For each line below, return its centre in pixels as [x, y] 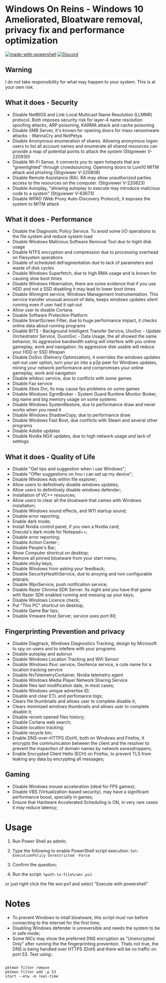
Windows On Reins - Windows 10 [74, 9]
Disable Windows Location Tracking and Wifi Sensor [66, 659]
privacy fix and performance [65, 30]
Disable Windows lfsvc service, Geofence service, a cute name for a [82, 664]
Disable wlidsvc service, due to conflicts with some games [72, 378]
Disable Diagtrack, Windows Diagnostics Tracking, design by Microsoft [84, 643]
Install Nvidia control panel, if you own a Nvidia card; [66, 527]
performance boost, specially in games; [53, 797]
